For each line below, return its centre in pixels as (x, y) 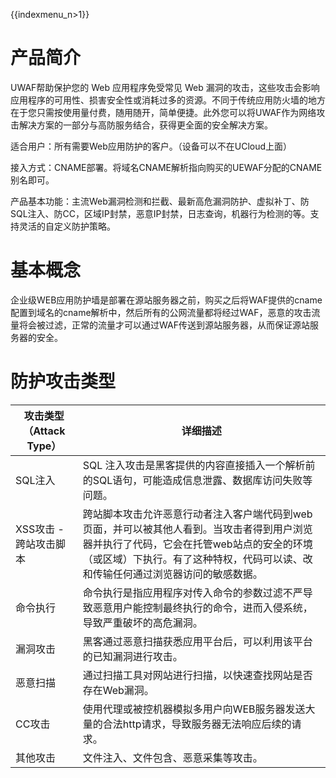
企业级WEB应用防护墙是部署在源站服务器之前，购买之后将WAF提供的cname (166, 300)
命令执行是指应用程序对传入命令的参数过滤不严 (192, 592)
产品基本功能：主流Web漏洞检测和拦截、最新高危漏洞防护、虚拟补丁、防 (160, 201)
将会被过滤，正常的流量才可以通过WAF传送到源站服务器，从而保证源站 (164, 325)
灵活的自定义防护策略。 (67, 226)
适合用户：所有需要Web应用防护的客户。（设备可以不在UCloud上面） (151, 146)
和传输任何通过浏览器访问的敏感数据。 (172, 574)
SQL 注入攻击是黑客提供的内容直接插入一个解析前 (199, 465)
